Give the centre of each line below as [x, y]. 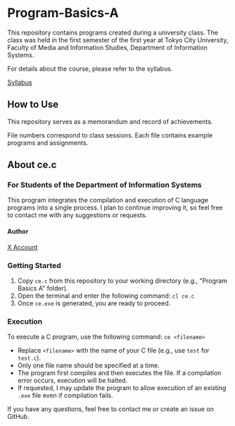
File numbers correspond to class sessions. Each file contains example [110, 135]
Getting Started [34, 265]
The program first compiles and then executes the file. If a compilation [119, 373]
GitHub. [18, 417]
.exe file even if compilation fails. [65, 396]
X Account [23, 247]
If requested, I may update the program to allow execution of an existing [122, 388]
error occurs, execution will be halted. [72, 381]
